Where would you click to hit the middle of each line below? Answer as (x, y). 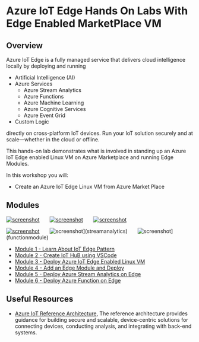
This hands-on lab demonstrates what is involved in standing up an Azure (96, 151)
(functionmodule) (27, 237)
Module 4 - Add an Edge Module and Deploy (70, 268)
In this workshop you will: (37, 175)
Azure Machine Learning (54, 103)
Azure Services (34, 84)
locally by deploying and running (46, 66)
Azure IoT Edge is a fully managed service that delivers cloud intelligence (96, 60)
